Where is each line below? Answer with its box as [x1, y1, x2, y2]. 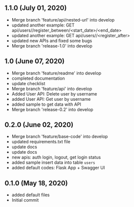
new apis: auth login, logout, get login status [11, 154, 101, 161]
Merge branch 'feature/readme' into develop [11, 70, 101, 76]
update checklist [11, 80, 45, 86]
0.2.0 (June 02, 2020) [4, 121, 74, 129]
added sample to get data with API [11, 101, 81, 107]
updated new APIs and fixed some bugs [11, 38, 92, 44]
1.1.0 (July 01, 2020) [4, 4, 67, 12]
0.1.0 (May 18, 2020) [4, 179, 68, 187]
